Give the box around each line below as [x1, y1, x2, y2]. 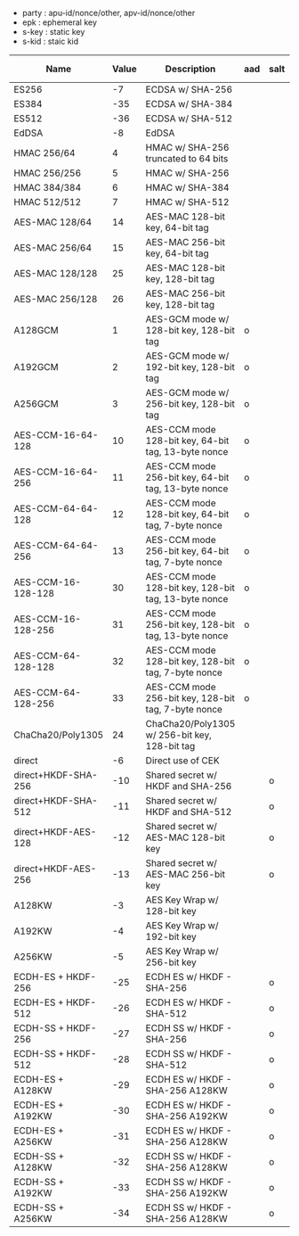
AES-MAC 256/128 [13, 293, 98, 305]
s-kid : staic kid [21, 36, 79, 46]
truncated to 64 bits [145, 152, 229, 164]
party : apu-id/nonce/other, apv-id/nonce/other [21, 8, 196, 18]
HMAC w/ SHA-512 [145, 196, 230, 208]
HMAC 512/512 [13, 196, 82, 208]
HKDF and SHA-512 [145, 806, 232, 818]
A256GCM [13, 398, 60, 409]
